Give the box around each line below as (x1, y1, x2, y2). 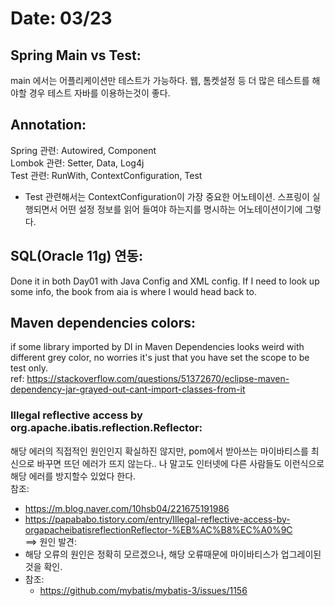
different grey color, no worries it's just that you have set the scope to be (10, 352, 310, 364)
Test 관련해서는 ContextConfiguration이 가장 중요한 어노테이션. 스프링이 (24, 190, 310, 202)
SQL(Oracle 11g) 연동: (10, 248, 143, 265)
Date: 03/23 (10, 7, 113, 30)
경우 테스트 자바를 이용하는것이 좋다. (28, 87, 171, 99)
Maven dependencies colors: (10, 315, 196, 332)
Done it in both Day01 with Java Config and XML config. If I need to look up (10, 275, 320, 287)
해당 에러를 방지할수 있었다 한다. (10, 470, 137, 482)
